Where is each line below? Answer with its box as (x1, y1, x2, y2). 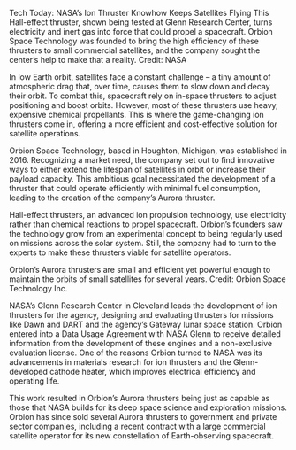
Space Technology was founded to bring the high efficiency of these (9, 35, 259, 46)
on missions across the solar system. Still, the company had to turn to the (9, 238, 277, 248)
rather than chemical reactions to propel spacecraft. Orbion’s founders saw (9, 219, 283, 229)
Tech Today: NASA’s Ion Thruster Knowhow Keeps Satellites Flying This (9, 8, 269, 18)
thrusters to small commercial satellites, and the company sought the (9, 45, 261, 56)
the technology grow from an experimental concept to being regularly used (9, 229, 283, 238)
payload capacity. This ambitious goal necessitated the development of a (9, 174, 276, 184)
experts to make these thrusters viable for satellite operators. (9, 247, 231, 258)
